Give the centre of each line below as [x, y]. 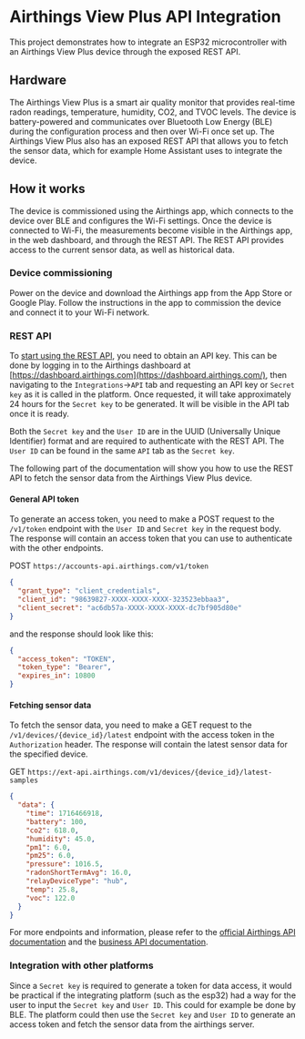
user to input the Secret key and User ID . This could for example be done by [152, 1004]
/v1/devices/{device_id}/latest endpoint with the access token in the [142, 735]
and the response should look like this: [81, 634]
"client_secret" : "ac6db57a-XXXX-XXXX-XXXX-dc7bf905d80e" [130, 607]
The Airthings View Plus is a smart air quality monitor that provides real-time [152, 102]
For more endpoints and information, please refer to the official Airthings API [152, 932]
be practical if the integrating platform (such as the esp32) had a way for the [153, 995]
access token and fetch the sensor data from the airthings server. [132, 1024]
